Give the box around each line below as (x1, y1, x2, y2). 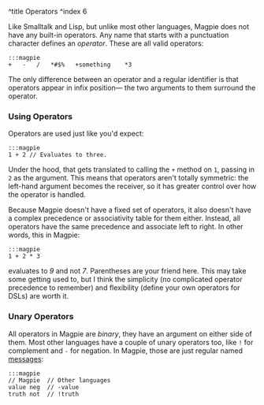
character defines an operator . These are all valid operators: (8, 39, 204, 48)
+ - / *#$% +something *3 (8, 61, 132, 69)
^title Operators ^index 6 (8, 7, 87, 16)
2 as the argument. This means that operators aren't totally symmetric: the (8, 173, 249, 183)
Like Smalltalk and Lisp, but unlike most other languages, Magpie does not (8, 22, 250, 31)
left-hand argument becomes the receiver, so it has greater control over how (8, 181, 257, 191)
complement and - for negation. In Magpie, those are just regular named (8, 346, 243, 355)
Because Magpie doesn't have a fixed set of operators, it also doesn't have (8, 205, 252, 215)
